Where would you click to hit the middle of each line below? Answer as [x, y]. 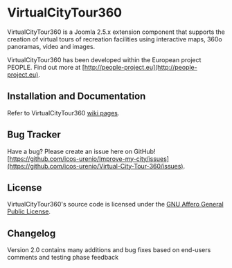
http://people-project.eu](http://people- [141, 67]
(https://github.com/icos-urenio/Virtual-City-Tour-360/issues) [95, 166]
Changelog [32, 233]
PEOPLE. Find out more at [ [46, 67]
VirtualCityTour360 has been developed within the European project [104, 59]
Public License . [29, 211]
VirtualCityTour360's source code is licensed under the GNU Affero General [115, 204]
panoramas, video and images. [51, 46]
